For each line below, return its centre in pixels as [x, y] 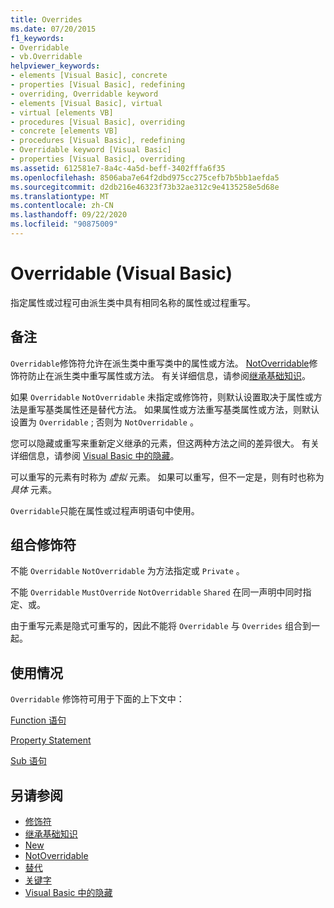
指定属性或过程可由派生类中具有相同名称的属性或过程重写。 [133, 302]
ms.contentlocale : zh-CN [62, 206]
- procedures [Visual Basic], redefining [98, 141]
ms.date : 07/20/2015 [53, 29]
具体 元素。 [33, 489]
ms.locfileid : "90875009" [64, 224]
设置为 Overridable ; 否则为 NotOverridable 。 [104, 422]
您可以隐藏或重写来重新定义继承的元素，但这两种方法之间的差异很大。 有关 [165, 443]
